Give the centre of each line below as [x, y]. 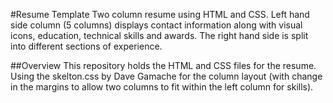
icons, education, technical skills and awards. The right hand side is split [159, 35]
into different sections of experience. [86, 46]
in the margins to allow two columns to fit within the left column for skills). [162, 87]
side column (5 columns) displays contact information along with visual [156, 25]
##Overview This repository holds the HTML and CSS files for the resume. [163, 65]
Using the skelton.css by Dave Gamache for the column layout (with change [166, 76]
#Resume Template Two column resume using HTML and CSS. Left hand [160, 14]
